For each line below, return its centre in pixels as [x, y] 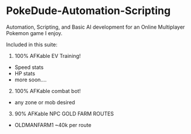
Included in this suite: [32, 44]
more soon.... [30, 80]
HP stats [25, 73]
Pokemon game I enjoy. [34, 33]
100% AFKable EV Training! [47, 56]
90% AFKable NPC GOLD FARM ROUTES [64, 114]
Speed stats [29, 67]
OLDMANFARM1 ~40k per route [53, 125]
